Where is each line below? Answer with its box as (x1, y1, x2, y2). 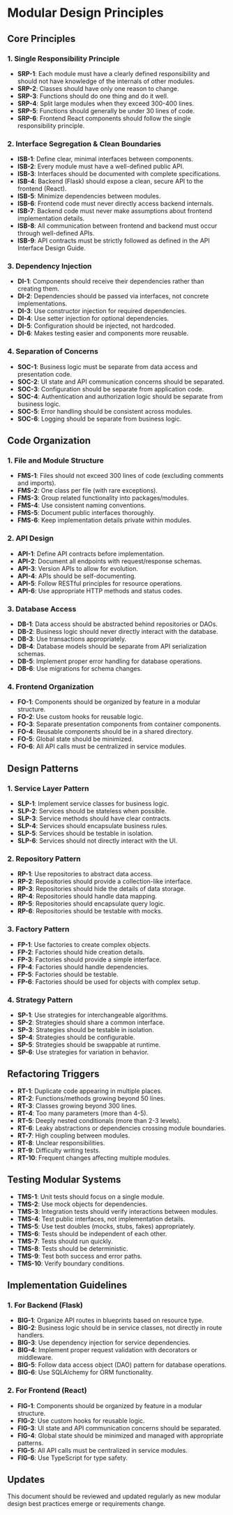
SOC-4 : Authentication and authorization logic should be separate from (17, 392, 223, 400)
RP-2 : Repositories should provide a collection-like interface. (17, 877, 193, 885)
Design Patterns (7, 762, 79, 774)
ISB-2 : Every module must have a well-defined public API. (17, 162, 184, 171)
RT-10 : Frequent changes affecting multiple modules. (17, 1153, 171, 1161)
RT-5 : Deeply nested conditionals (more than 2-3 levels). (17, 1116, 181, 1124)
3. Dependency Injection (7, 261, 92, 271)
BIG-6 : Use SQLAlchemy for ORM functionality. (17, 1368, 153, 1377)
